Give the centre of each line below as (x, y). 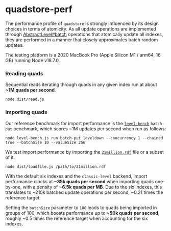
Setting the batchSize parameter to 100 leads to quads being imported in (81, 208)
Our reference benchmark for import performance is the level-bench (77, 123)
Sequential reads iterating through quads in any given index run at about (81, 84)
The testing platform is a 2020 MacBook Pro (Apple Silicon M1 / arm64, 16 (83, 55)
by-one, (14, 187)
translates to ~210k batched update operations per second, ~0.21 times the (84, 192)
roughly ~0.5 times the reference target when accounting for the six (77, 218)
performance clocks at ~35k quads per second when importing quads (80, 181)
